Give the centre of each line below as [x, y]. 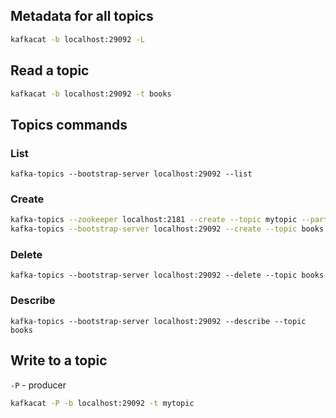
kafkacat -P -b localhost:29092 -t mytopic [102, 403]
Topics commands [69, 124]
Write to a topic [59, 360]
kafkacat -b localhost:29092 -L [77, 39]
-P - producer [38, 385]
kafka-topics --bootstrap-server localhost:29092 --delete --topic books [167, 275]
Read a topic [50, 70]
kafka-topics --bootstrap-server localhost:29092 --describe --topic [158, 321]
